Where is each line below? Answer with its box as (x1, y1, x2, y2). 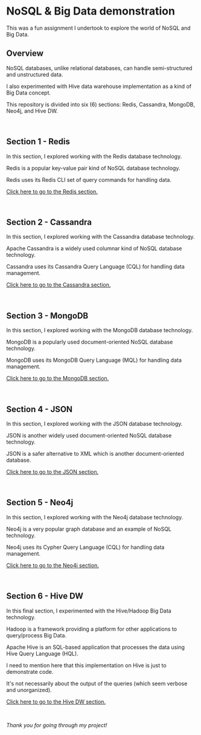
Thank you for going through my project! (6, 721, 107, 728)
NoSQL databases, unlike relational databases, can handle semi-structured (6, 64, 193, 72)
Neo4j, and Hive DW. (6, 107, 59, 115)
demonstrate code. (6, 668, 54, 675)
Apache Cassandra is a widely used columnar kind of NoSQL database (6, 245, 182, 252)
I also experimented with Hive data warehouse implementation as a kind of (6, 82, 192, 90)
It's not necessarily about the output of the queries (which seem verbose (6, 680, 188, 687)
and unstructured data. (6, 71, 63, 78)
